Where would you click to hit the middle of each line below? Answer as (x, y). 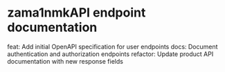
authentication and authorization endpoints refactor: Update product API (110, 54)
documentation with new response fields (65, 61)
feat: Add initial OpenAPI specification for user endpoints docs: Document (112, 46)
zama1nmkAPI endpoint (76, 13)
